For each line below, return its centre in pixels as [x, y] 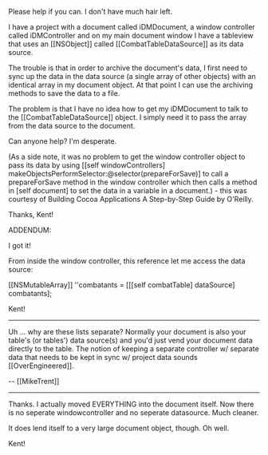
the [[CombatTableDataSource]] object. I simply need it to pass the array [128, 117]
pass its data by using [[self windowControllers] [87, 165]
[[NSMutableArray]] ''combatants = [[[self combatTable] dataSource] [122, 285]
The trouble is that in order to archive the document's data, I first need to [128, 68]
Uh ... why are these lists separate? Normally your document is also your [127, 332]
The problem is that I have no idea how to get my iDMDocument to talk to [128, 109]
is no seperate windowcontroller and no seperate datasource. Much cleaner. [134, 413]
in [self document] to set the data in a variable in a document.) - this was [128, 190]
